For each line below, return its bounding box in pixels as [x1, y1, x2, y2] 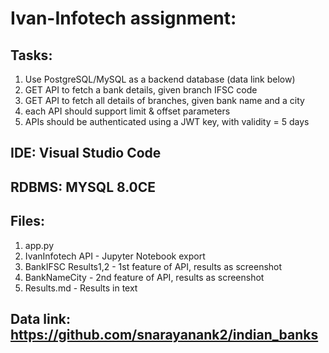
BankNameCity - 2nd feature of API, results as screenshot [24, 271, 265, 283]
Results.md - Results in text [24, 282, 138, 294]
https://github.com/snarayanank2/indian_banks [10, 326, 319, 343]
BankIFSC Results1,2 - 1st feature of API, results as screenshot [24, 260, 283, 272]
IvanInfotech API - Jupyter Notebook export [24, 250, 206, 262]
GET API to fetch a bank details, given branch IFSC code [24, 84, 258, 96]
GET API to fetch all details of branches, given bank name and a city [24, 95, 305, 106]
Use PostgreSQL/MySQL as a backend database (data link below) [24, 73, 296, 85]
